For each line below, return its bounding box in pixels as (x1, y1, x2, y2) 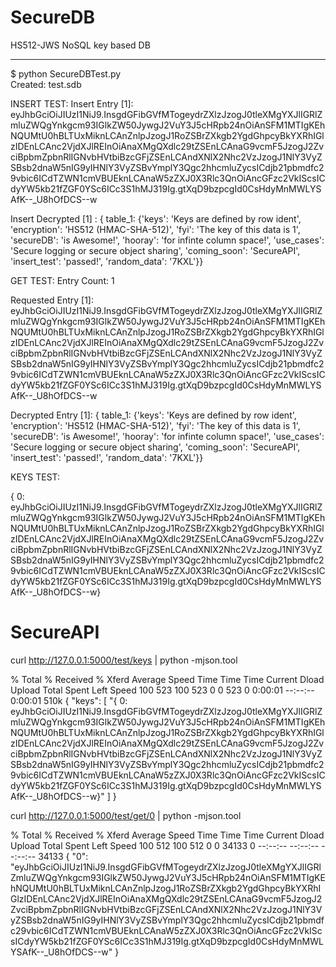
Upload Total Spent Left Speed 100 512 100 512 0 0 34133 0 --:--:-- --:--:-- (10, 839, 320, 851)
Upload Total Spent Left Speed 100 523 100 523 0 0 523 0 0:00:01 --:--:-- (10, 684, 315, 696)
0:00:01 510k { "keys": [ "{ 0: (10, 694, 128, 706)
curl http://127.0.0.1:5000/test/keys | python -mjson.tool (10, 654, 238, 666)
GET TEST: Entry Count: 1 (10, 274, 115, 286)
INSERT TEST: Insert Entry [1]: (10, 97, 134, 110)
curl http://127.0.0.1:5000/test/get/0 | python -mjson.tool (10, 809, 242, 821)
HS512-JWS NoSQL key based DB (10, 39, 151, 51)
